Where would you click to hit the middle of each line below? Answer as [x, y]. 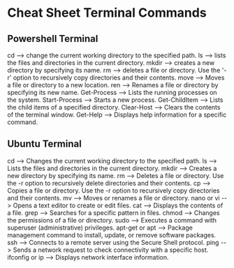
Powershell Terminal [53, 39]
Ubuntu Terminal [44, 144]
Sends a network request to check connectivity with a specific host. [111, 250]
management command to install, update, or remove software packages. [112, 234]
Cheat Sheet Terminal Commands [107, 13]
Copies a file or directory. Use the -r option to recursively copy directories [114, 191]
